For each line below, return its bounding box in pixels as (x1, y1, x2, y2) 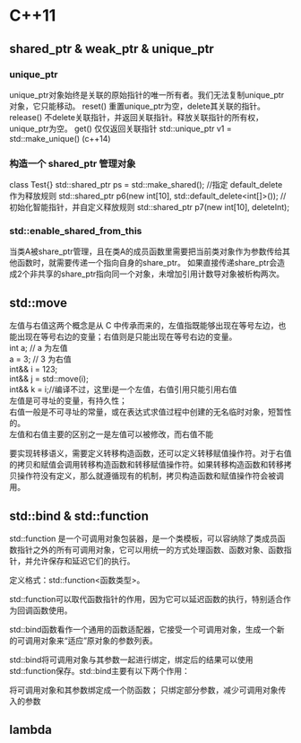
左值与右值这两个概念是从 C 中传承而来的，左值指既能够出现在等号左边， (9, 320, 279, 331)
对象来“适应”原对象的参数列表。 (39, 635, 159, 646)
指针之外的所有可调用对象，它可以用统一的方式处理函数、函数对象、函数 (16, 545, 284, 555)
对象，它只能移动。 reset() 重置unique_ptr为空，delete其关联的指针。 (9, 101, 266, 111)
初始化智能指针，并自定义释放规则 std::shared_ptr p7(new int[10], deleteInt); (9, 202, 289, 213)
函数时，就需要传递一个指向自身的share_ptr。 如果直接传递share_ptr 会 (16, 258, 278, 268)
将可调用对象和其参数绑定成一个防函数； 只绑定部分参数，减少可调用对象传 (9, 685, 287, 695)
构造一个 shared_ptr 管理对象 (9, 157, 136, 170)
